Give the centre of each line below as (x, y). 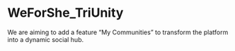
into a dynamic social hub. (45, 39)
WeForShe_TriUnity (65, 13)
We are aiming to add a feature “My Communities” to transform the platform (118, 32)
